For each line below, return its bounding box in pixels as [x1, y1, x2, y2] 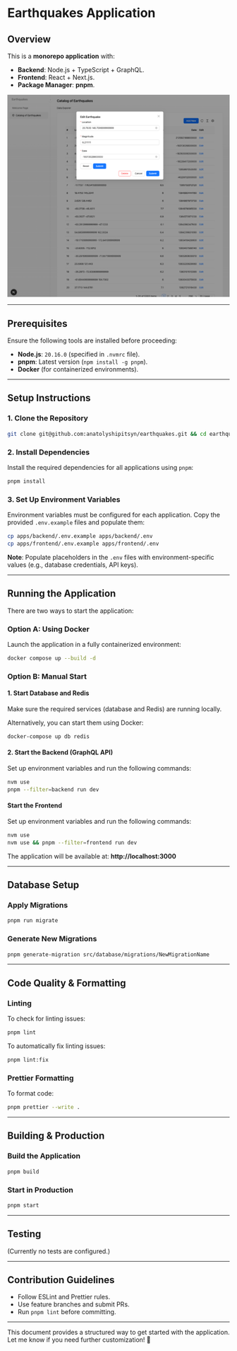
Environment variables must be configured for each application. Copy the [7, 511, 221, 519]
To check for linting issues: [7, 1014, 86, 1023]
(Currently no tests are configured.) [7, 1247, 111, 1255]
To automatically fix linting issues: [7, 1042, 106, 1050]
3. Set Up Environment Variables [7, 494, 121, 504]
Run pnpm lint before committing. [17, 1308, 116, 1316]
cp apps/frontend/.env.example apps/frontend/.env [7, 540, 159, 547]
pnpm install [7, 478, 46, 485]
